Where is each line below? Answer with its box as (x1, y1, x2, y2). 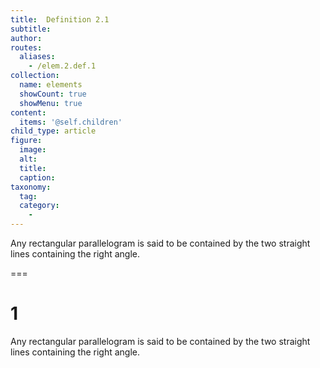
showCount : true (19, 89, 87, 99)
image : (19, 145, 47, 155)
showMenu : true (19, 98, 83, 108)
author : (10, 33, 43, 43)
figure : (10, 136, 43, 146)
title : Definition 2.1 (10, 14, 110, 25)
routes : (10, 42, 43, 53)
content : (10, 107, 47, 118)
